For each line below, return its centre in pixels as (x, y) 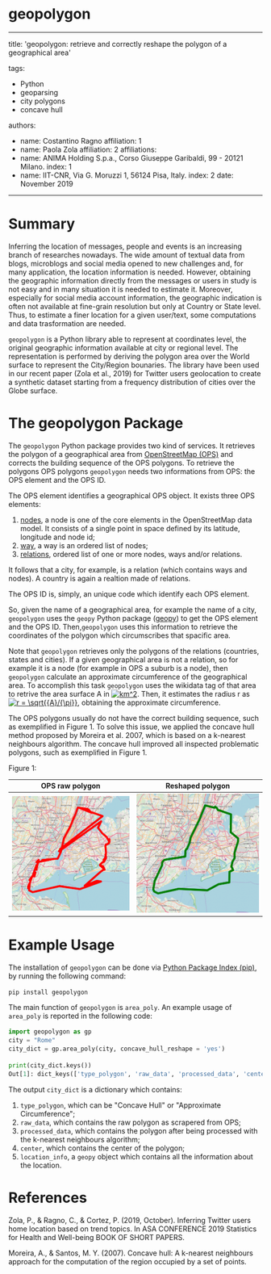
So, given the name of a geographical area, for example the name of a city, (132, 610)
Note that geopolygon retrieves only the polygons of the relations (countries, (134, 651)
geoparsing (39, 92)
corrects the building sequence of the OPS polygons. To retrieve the (122, 463)
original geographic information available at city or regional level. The (123, 347)
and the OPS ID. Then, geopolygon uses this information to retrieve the (123, 627)
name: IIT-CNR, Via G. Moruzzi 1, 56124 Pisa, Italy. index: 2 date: (127, 175)
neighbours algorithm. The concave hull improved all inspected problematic (134, 744)
